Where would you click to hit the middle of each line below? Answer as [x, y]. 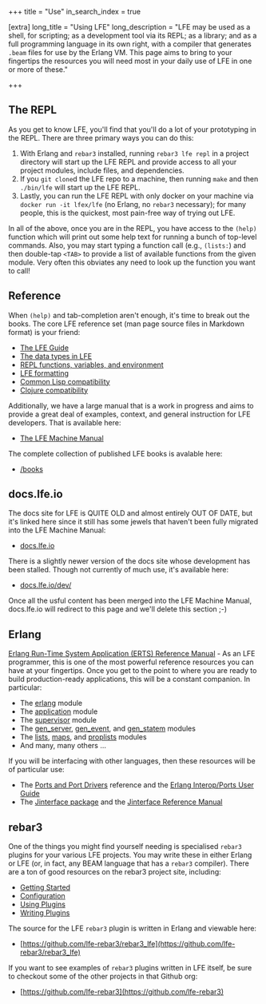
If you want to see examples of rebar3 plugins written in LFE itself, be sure [130, 968]
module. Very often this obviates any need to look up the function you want [132, 262]
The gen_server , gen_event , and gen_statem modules [107, 729]
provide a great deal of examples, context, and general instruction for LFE [129, 414]
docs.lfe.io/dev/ [46, 585]
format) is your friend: [44, 332]
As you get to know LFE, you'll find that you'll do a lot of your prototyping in [133, 129]
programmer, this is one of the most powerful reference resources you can [131, 662]
